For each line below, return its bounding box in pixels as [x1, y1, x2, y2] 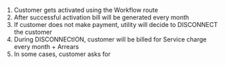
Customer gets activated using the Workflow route [13, 6, 158, 14]
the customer [13, 28, 52, 36]
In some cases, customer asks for [13, 50, 111, 58]
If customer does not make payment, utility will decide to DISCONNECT [13, 21, 218, 28]
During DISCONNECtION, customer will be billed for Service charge [13, 35, 207, 44]
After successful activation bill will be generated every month [13, 13, 190, 21]
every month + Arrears [13, 43, 79, 50]
